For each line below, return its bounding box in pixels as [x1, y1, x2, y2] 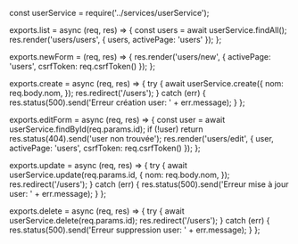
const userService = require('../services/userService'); [9, 8, 210, 18]
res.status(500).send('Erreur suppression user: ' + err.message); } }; [9, 224, 261, 235]
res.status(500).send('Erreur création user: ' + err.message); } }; [9, 97, 245, 108]
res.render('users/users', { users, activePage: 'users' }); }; [9, 35, 222, 45]
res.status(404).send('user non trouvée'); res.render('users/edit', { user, [9, 134, 274, 143]
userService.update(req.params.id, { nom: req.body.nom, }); [9, 169, 230, 180]
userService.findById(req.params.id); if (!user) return [9, 124, 203, 134]
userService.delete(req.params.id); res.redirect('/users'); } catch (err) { [9, 216, 270, 225]
